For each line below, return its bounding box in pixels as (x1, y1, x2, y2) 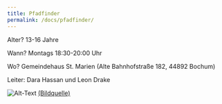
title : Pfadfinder (7, 10, 60, 17)
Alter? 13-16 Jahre (7, 35, 59, 43)
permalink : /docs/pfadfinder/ (7, 17, 95, 23)
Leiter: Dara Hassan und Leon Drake (7, 75, 111, 83)
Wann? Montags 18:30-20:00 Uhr (7, 49, 102, 57)
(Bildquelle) (37, 89, 71, 97)
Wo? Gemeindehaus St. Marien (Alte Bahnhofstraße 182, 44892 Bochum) (7, 62, 216, 70)
